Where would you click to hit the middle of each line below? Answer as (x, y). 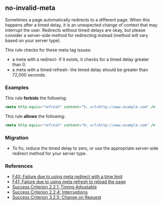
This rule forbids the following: (36, 98)
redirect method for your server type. (49, 153)
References (19, 166)
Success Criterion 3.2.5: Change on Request (56, 197)
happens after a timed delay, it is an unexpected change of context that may (81, 25)
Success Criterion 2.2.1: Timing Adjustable (54, 187)
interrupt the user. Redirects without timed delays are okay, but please (75, 30)
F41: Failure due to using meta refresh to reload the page (69, 182)
